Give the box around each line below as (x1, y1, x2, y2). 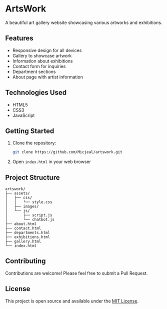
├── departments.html (5, 230, 50, 235)
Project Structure (5, 173, 60, 181)
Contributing (5, 257, 46, 265)
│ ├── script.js (5, 213, 52, 218)
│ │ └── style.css (5, 199, 52, 205)
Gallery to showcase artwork (12, 52, 72, 58)
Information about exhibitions (12, 58, 73, 64)
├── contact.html (5, 226, 41, 231)
